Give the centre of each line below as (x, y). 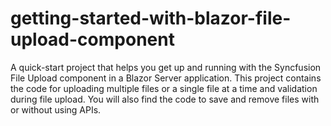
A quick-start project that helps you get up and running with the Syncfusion (166, 67)
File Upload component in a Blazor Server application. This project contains (166, 78)
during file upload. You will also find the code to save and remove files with (165, 99)
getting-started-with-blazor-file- (151, 18)
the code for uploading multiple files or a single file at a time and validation (164, 88)
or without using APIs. (56, 109)
